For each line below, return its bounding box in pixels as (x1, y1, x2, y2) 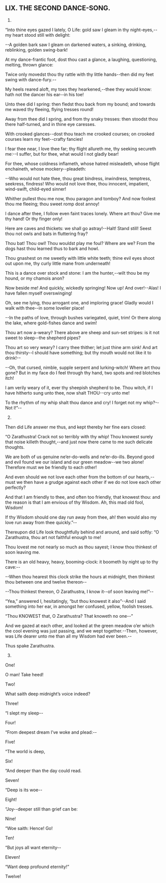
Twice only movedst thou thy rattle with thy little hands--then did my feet (5, 71, 154, 77)
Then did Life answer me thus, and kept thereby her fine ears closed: (5, 424, 146, 430)
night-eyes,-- (130, 27, 158, 33)
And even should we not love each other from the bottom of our (5, 473, 135, 480)
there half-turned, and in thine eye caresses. (5, 121, 96, 127)
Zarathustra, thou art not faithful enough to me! (5, 534, 102, 540)
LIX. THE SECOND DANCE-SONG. (5, 4, 111, 12)
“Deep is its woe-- (5, 787, 43, 793)
